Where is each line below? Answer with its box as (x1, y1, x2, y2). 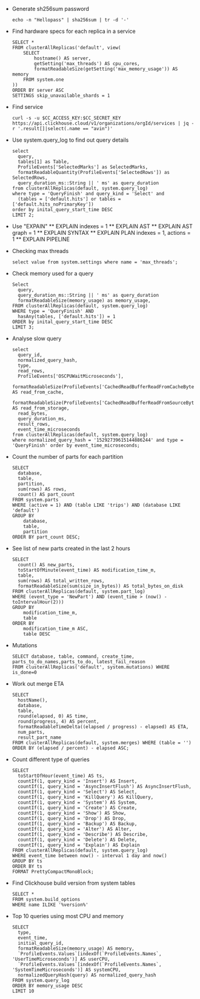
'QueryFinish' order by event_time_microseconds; (12, 442, 141, 448)
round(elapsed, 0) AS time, (18, 713, 89, 719)
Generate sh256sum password (12, 5, 90, 12)
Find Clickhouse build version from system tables (12, 879, 136, 886)
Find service (12, 103, 44, 110)
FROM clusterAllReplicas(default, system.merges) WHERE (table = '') (12, 740, 192, 746)
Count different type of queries (12, 756, 90, 763)
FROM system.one (23, 77, 64, 83)
